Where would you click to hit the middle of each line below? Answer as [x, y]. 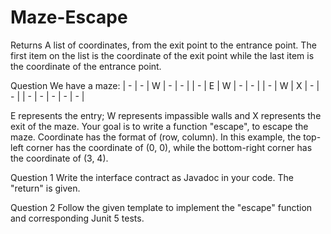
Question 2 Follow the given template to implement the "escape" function [161, 207]
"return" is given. [45, 188]
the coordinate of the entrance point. [86, 66]
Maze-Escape [69, 17]
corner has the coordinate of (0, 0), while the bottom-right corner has [169, 147]
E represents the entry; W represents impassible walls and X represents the [166, 115]
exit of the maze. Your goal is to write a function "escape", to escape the [159, 126]
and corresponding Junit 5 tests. [77, 218]
